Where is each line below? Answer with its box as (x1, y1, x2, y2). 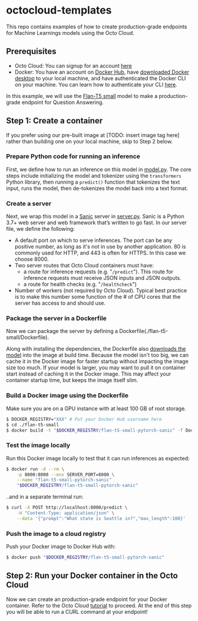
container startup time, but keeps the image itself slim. (6, 377, 138, 384)
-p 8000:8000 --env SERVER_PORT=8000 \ (16, 472, 115, 478)
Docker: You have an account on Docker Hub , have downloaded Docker (14, 68, 190, 76)
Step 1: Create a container (6, 116, 103, 126)
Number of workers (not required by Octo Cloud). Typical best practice (14, 287, 187, 294)
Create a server (6, 199, 52, 207)
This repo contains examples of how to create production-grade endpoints (6, 23, 187, 30)
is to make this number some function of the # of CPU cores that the (14, 293, 181, 300)
